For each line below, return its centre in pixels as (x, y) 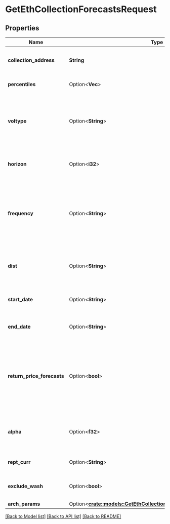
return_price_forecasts (36, 376)
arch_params (24, 504)
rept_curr (19, 462)
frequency (21, 213)
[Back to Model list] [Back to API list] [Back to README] (63, 516)
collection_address (31, 60)
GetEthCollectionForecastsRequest (81, 9)
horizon (17, 164)
